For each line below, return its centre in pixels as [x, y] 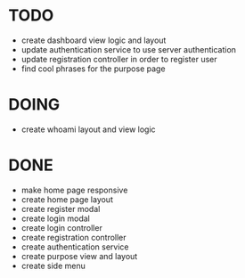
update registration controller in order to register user [119, 59]
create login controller [62, 227]
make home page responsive [74, 190]
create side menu [53, 266]
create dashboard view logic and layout [94, 40]
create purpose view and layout [79, 256]
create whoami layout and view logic [89, 129]
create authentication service [75, 247]
